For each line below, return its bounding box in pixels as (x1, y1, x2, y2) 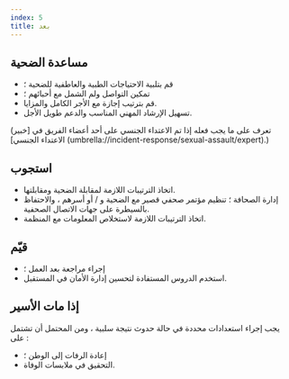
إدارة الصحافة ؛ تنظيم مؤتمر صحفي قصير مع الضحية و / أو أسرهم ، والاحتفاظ (23, 194, 279, 205)
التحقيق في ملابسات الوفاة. (23, 359, 115, 370)
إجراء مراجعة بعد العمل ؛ (23, 263, 106, 274)
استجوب (10, 160, 52, 176)
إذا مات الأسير (10, 299, 79, 314)
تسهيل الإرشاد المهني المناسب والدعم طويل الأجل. (23, 107, 193, 118)
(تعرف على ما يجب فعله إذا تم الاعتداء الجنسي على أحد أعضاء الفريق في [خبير (10, 125, 272, 136)
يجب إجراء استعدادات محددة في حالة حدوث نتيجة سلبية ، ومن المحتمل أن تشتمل (10, 322, 280, 333)
